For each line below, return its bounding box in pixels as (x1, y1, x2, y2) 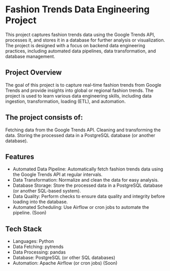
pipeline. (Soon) (12, 209, 47, 216)
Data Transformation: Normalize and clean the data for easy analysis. (12, 177, 159, 183)
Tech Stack (5, 224, 42, 233)
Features (5, 152, 34, 161)
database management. (5, 53, 55, 60)
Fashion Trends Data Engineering (5, 4, 150, 15)
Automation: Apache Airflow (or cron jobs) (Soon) (12, 260, 118, 266)
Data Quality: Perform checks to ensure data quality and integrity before (12, 193, 165, 200)
